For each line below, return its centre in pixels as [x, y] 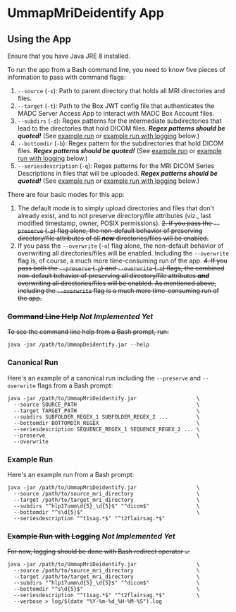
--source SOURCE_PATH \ [107, 404]
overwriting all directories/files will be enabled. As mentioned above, [117, 283]
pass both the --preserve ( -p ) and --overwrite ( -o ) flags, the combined [121, 268]
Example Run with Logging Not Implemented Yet [91, 536]
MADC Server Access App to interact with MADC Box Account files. [116, 113]
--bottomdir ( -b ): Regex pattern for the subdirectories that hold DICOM [120, 143]
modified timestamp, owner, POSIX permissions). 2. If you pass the [115, 223]
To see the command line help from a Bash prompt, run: [88, 332]
